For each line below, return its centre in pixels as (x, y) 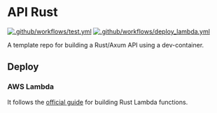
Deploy (23, 67)
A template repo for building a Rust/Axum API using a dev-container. (106, 45)
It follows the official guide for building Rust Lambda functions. (98, 102)
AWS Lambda (31, 86)
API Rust (33, 12)
